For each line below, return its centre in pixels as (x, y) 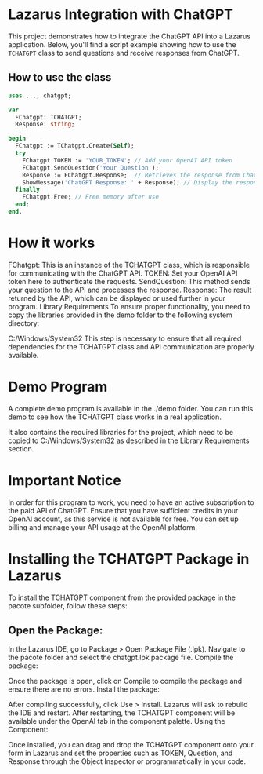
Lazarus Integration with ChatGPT (121, 15)
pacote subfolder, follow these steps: (68, 605)
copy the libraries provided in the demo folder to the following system (120, 315)
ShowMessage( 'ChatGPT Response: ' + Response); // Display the (128, 182)
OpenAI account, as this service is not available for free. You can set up (123, 519)
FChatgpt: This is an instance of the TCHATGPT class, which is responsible (129, 265)
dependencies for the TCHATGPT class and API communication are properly (131, 346)
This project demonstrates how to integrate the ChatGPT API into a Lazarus (130, 36)
